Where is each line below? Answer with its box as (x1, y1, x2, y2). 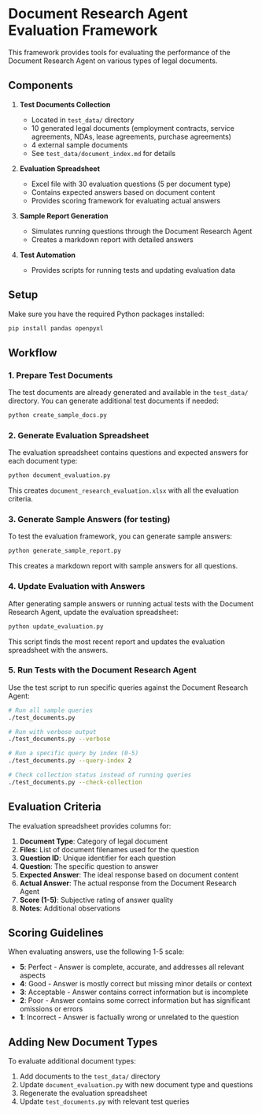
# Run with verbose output (8, 728, 97, 736)
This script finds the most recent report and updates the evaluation (8, 636, 226, 646)
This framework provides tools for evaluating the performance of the (8, 47, 231, 57)
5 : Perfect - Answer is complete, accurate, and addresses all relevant (19, 963, 245, 972)
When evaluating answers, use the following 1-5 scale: (8, 947, 185, 956)
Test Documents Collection (19, 99, 111, 109)
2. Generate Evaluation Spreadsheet (8, 430, 149, 441)
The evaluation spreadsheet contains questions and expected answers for (8, 448, 249, 457)
